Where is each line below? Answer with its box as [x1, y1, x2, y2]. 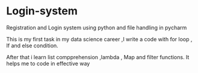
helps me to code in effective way [6, 60, 90, 67]
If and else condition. [6, 42, 58, 49]
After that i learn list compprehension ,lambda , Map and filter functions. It [6, 53, 190, 60]
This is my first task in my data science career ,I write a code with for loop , [6, 35, 193, 42]
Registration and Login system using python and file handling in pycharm [6, 24, 187, 31]
